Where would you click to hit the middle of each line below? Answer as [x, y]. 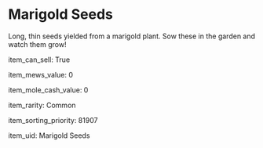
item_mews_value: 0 [40, 74]
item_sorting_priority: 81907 [53, 120]
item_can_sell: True [39, 60]
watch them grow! [37, 44]
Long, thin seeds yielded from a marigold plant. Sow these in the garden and [132, 36]
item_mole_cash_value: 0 [48, 90]
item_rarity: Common [42, 105]
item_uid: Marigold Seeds [49, 135]
